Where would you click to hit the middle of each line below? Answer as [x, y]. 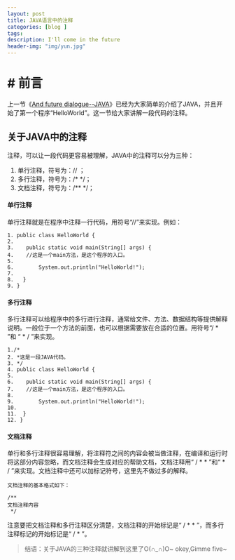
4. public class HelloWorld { [51, 370]
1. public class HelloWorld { [51, 235]
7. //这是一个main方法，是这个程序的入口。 [68, 389]
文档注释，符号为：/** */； [56, 187]
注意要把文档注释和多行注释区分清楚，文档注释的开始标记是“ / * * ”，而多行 [116, 525]
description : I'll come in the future [64, 40]
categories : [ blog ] [37, 27]
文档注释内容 [23, 505]
